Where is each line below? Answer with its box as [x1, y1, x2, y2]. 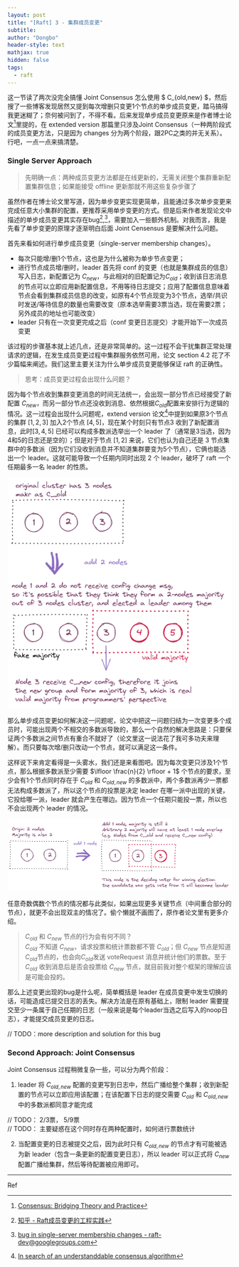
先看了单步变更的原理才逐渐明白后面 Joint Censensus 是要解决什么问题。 [7, 224, 222, 233]
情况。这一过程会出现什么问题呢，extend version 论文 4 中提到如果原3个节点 [7, 408, 228, 418]
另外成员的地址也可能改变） [17, 309, 100, 318]
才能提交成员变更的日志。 [22, 1015, 98, 1023]
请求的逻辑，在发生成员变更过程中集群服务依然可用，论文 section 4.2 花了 [7, 351, 225, 360]
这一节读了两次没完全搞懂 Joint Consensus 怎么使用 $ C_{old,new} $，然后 [7, 93, 228, 101]
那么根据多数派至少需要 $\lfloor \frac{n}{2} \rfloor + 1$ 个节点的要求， [19, 767, 225, 776]
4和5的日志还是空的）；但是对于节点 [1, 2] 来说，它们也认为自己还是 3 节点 [7, 436, 224, 444]
